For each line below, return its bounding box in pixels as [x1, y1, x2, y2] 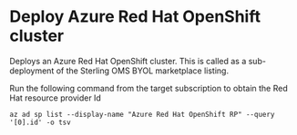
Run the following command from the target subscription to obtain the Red [9, 82, 289, 93]
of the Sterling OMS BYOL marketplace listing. [56, 65, 230, 76]
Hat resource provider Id [9, 92, 102, 103]
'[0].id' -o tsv [9, 118, 71, 127]
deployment [9, 65, 55, 76]
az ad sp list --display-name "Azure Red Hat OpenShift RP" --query [9, 110, 275, 119]
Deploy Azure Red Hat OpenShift [9, 6, 261, 27]
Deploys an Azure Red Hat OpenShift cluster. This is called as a [9, 55, 247, 66]
